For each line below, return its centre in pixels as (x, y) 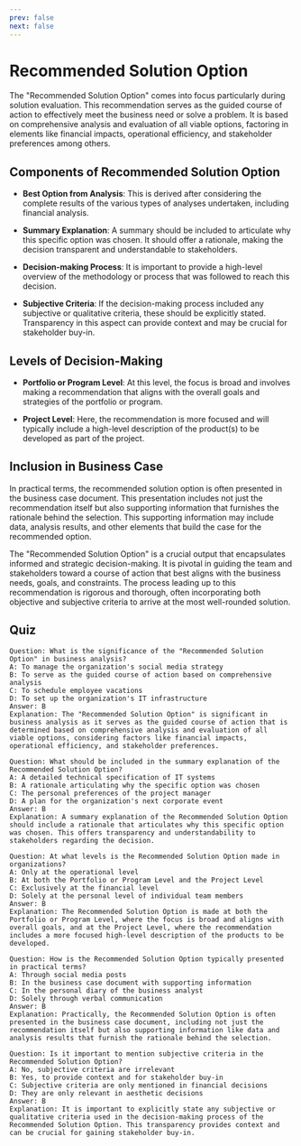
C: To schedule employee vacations (76, 690)
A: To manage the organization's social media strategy (116, 667)
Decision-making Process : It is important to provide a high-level (142, 267)
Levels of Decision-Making (87, 360)
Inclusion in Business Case (87, 467)
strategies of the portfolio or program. (93, 402)
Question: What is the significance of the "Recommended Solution (137, 651)
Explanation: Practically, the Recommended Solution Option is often (143, 1014)
